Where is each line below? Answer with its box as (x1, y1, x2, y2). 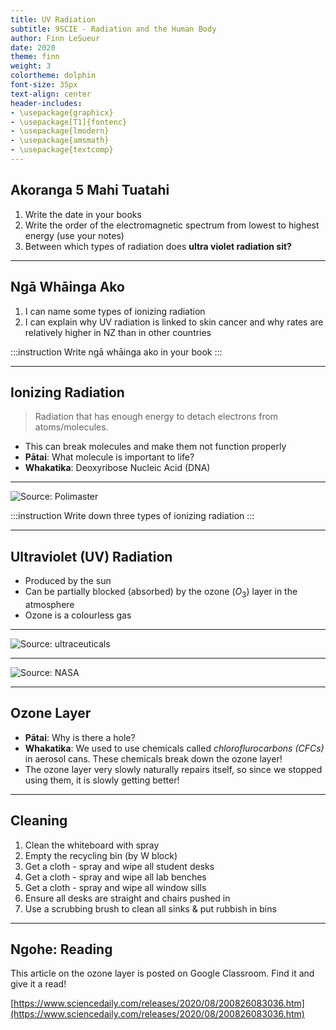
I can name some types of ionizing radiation (24, 305, 206, 317)
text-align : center (10, 89, 92, 99)
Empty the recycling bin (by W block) (24, 849, 178, 861)
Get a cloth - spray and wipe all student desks (24, 860, 215, 872)
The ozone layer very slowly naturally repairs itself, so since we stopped (24, 763, 323, 775)
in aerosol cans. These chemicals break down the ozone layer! (24, 752, 283, 765)
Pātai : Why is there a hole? (24, 731, 136, 743)
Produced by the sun (24, 575, 112, 587)
